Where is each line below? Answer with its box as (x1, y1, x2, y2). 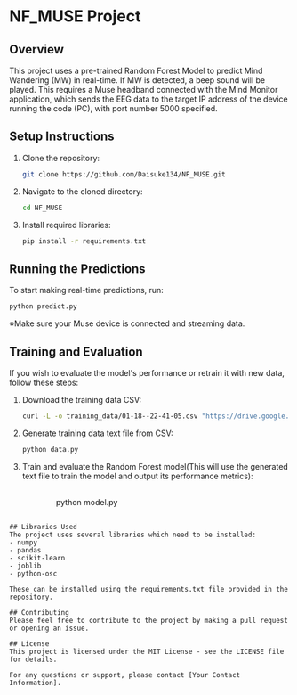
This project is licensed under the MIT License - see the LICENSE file (9, 647, 285, 656)
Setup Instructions (9, 129, 115, 144)
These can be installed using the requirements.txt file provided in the (9, 585, 289, 593)
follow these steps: (9, 377, 78, 388)
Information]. (9, 678, 62, 687)
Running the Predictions (9, 261, 146, 276)
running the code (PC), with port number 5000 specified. (9, 103, 218, 113)
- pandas (9, 545, 42, 554)
